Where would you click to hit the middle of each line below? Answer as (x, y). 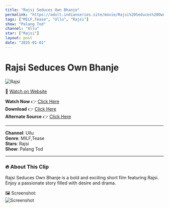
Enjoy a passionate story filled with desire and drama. (61, 183)
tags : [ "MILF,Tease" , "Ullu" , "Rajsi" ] (47, 19)
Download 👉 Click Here (31, 109)
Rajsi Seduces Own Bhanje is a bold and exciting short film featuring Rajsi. (82, 177)
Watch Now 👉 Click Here (32, 101)
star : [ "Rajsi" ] (22, 33)
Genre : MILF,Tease (25, 138)
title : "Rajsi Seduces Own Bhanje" (43, 10)
